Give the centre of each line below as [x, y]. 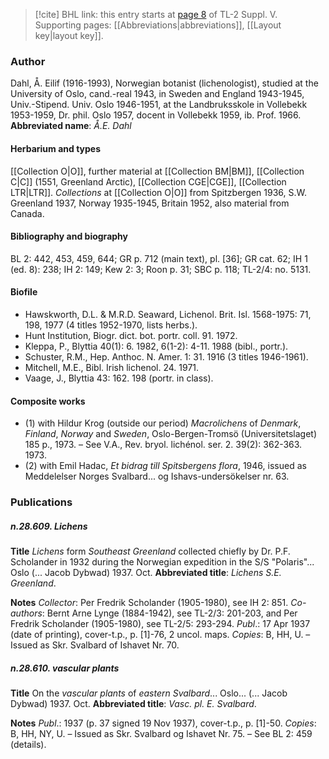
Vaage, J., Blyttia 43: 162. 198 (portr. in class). [119, 378]
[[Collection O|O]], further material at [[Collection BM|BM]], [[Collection [157, 171]
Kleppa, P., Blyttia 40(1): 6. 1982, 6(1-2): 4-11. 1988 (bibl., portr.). [156, 346]
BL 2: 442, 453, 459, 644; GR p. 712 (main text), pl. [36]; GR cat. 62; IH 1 [159, 258]
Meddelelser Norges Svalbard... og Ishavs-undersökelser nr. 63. [157, 476]
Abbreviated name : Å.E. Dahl [71, 126]
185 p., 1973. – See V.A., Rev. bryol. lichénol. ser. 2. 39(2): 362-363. [163, 445]
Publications [41, 502]
